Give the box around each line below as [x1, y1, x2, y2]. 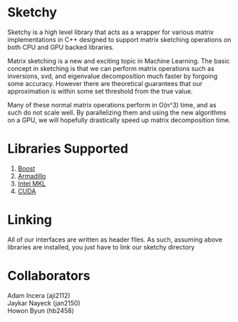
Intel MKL [17, 179, 46, 188]
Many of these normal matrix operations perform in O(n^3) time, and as [7, 100, 217, 109]
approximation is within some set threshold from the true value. [7, 87, 193, 95]
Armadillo [17, 171, 46, 180]
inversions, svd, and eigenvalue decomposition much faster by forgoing [7, 72, 218, 80]
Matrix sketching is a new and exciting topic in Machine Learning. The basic [7, 56, 230, 65]
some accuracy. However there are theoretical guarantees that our [7, 79, 203, 87]
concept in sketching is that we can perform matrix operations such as [7, 64, 215, 73]
